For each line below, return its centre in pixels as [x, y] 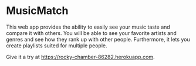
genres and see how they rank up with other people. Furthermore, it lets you [98, 39]
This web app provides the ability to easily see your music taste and [88, 27]
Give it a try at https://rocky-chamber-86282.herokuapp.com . [80, 57]
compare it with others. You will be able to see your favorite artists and [92, 33]
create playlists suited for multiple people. [57, 46]
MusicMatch [37, 11]
